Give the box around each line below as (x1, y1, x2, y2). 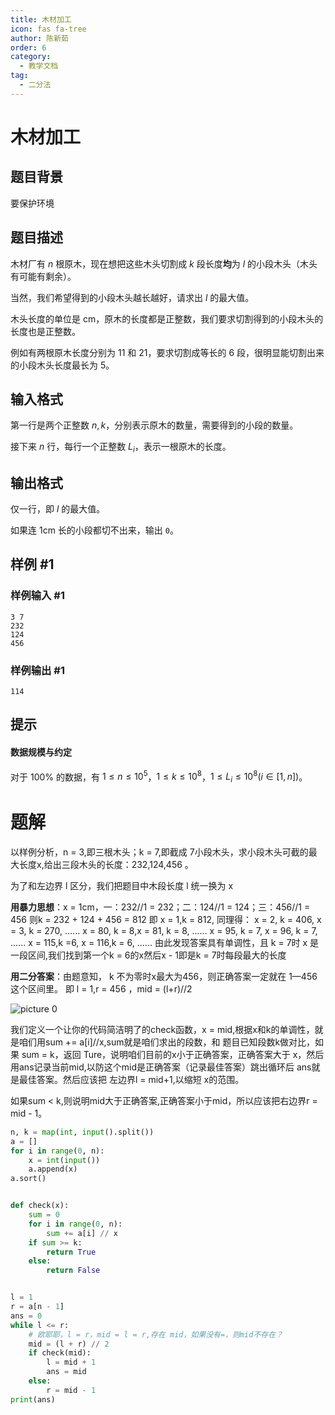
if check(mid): (28, 1348, 92, 1358)
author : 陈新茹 (10, 33, 69, 43)
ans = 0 (10, 1311, 43, 1321)
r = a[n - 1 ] (10, 1302, 65, 1312)
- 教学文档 (19, 61, 59, 71)
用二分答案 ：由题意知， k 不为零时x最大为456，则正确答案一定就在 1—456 (10, 970, 318, 982)
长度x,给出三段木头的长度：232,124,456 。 (18, 858, 194, 870)
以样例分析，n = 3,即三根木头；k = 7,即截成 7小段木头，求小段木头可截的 (10, 846, 309, 858)
